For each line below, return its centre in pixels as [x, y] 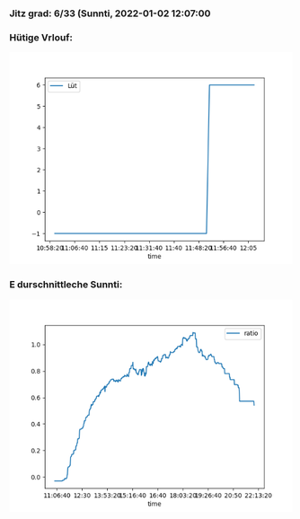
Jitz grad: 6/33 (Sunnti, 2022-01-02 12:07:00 [110, 13]
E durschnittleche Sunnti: [66, 285]
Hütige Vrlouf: [41, 37]
